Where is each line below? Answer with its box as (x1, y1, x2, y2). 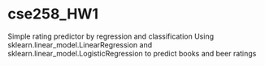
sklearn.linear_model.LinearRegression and (7, 39, 153, 49)
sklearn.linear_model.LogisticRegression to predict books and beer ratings (7, 48, 257, 58)
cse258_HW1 (7, 5, 99, 23)
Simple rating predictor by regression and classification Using (7, 31, 215, 41)
